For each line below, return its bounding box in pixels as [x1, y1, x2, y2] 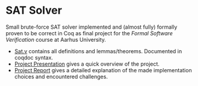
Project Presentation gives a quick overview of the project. [14, 60, 160, 67]
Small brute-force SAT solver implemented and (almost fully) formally [5, 23, 178, 30]
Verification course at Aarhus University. [5, 36, 107, 43]
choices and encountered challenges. [14, 73, 108, 80]
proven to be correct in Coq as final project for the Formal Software [5, 29, 173, 36]
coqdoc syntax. [14, 54, 54, 61]
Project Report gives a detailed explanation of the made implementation [14, 66, 192, 73]
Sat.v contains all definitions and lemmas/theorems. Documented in [14, 47, 182, 54]
